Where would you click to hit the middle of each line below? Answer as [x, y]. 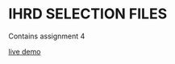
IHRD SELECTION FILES [88, 14]
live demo [25, 51]
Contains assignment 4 [47, 36]
